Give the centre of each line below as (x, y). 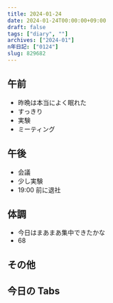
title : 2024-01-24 (34, 14)
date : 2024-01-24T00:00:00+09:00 (57, 21)
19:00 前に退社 (39, 189)
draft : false (27, 27)
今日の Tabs (34, 291)
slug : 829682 (27, 54)
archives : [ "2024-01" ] (41, 40)
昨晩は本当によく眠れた (52, 102)
